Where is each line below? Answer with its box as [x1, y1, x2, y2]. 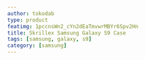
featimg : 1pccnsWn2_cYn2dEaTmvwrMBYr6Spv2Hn [7, 23, 139, 30]
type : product [7, 17, 49, 23]
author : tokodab [7, 10, 54, 17]
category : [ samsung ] [7, 42, 68, 49]
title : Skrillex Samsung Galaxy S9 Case [7, 29, 127, 37]
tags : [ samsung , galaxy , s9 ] [7, 36, 92, 43]
